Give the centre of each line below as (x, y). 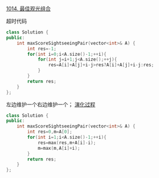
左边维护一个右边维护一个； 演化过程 (51, 104)
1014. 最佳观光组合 (29, 9)
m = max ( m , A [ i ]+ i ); (59, 148)
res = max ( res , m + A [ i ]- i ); (67, 143)
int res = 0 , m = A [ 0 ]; (50, 132)
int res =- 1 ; (42, 49)
